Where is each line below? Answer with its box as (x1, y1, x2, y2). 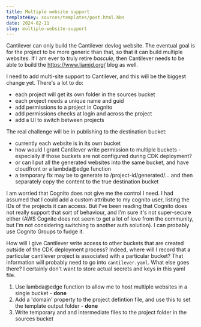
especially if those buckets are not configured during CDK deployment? (14, 153, 192, 160)
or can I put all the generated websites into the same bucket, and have (14, 159, 189, 166)
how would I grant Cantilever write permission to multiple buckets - (14, 146, 181, 153)
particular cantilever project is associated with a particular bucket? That (6, 252, 184, 260)
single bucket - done (14, 290, 67, 297)
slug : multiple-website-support (6, 25, 87, 32)
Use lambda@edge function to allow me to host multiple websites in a (14, 283, 188, 290)
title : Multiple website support (6, 8, 90, 15)
